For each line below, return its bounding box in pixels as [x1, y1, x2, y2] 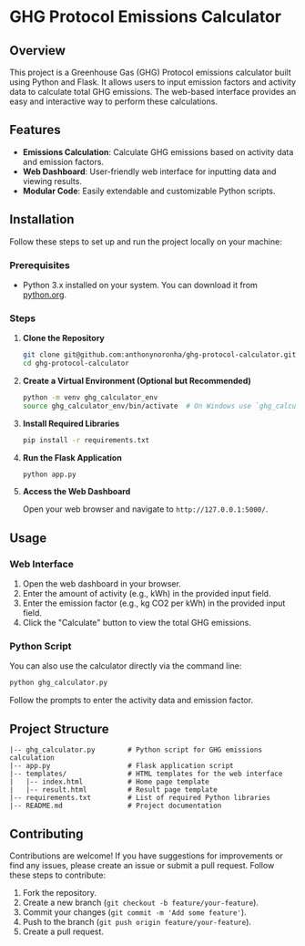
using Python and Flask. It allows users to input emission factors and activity [9, 77, 297, 88]
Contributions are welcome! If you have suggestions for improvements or [9, 850, 284, 861]
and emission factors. [22, 156, 105, 167]
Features [9, 122, 61, 138]
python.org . [22, 289, 66, 300]
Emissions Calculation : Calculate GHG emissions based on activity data [22, 146, 294, 157]
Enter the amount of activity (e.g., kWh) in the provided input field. [22, 588, 271, 599]
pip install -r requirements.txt [22, 435, 150, 444]
